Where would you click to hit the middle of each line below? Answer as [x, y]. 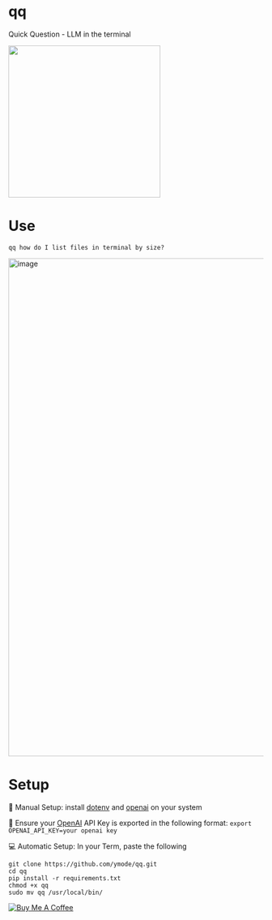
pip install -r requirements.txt [65, 878]
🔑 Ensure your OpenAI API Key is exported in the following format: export [130, 823]
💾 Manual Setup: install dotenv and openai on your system [105, 807]
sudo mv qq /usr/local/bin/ [56, 892]
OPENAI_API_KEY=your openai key [63, 830]
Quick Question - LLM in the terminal [70, 34]
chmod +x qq [28, 885]
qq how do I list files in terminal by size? [86, 247]
